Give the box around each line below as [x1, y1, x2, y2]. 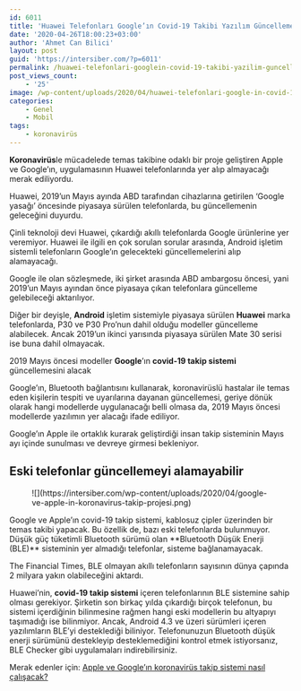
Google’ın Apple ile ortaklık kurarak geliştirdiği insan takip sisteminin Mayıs [9, 428, 285, 439]
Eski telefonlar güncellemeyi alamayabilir [9, 463, 245, 479]
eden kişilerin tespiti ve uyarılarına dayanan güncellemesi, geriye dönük [9, 392, 273, 402]
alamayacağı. [9, 255, 58, 266]
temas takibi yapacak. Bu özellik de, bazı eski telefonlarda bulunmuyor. [9, 523, 271, 534]
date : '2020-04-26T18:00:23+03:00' [9, 30, 142, 39]
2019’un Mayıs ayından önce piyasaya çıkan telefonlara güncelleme [9, 282, 258, 293]
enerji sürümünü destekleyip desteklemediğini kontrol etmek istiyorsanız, [9, 635, 279, 645]
